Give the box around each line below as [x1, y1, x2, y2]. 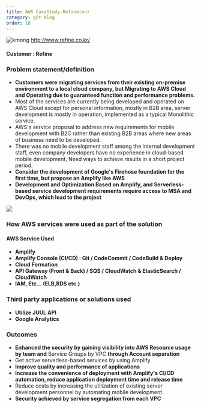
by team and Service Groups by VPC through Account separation [14, 350, 180, 358]
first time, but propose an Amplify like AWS [14, 175, 125, 182]
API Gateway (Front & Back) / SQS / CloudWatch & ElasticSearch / [14, 267, 181, 275]
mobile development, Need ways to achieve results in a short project [14, 156, 185, 163]
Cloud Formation [14, 261, 58, 268]
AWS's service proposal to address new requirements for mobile [14, 124, 175, 131]
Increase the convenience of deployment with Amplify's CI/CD [14, 369, 175, 376]
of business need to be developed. [14, 136, 101, 144]
